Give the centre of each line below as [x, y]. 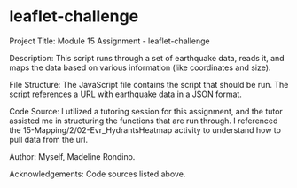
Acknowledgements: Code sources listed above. [98, 174]
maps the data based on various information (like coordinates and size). [140, 67]
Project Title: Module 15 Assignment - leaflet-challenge [109, 41]
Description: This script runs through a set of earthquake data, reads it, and [147, 58]
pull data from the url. [49, 139]
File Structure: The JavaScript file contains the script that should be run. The [149, 84]
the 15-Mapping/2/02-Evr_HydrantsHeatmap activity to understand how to [145, 129]
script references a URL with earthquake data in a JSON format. [125, 94]
